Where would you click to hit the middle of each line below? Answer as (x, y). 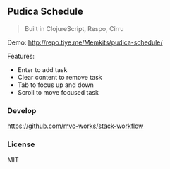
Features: (21, 56)
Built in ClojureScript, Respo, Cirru (74, 28)
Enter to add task (42, 69)
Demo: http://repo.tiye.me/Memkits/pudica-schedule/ (85, 42)
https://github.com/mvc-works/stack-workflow (75, 126)
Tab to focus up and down (55, 85)
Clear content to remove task (60, 77)
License (21, 144)
